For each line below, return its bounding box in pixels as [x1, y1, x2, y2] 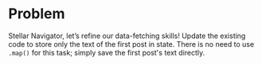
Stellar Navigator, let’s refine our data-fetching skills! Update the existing [8, 31, 246, 40]
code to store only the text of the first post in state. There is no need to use [8, 39, 255, 48]
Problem [8, 5, 65, 23]
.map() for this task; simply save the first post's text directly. [8, 48, 205, 57]
